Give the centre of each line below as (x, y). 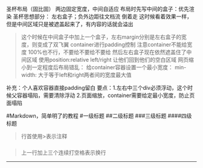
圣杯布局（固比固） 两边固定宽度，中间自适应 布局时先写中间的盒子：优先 (98, 9)
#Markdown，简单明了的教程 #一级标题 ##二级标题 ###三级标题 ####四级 (99, 116)
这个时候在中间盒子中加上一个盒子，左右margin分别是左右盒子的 (101, 37)
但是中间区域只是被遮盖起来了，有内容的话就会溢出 (70, 24)
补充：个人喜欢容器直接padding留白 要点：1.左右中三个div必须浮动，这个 (97, 88)
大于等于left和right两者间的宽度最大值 (85, 75)
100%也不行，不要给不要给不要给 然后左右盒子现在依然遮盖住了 (107, 52)
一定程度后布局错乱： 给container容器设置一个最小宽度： (103, 67)
